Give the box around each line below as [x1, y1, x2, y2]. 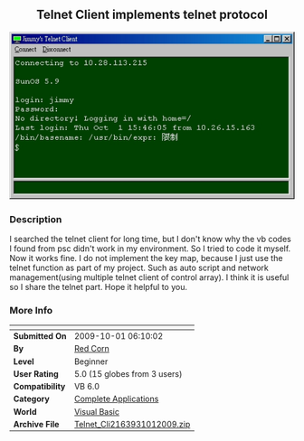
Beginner [73, 356, 109, 367]
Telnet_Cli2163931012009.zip [73, 418, 191, 429]
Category [13, 393, 50, 405]
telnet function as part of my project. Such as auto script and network [9, 262, 269, 273]
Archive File [13, 418, 60, 429]
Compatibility [13, 381, 66, 391]
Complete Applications [73, 393, 159, 405]
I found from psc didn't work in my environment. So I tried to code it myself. [9, 243, 291, 254]
